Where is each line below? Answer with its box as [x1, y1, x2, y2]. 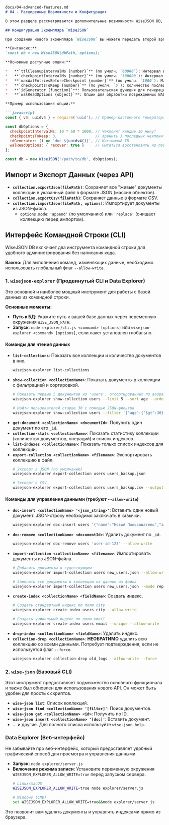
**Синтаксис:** [5, 46, 37, 51]
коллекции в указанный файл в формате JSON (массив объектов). [12, 189, 156, 195]
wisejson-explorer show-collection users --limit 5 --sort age [12, 396, 148, 401]
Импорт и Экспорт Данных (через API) [5, 170, 134, 179]
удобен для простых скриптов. [5, 690, 72, 696]
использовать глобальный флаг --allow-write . [5, 265, 105, 271]
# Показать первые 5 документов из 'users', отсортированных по [12, 392, 150, 397]
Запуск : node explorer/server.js [12, 760, 83, 767]
